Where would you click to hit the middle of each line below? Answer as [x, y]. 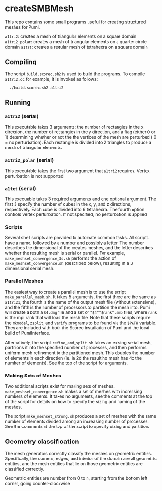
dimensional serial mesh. [30, 269]
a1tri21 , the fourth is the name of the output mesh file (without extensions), [81, 302]
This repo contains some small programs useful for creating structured [75, 22]
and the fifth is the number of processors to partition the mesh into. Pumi [78, 307]
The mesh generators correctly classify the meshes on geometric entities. [79, 453]
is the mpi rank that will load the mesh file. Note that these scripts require [78, 317]
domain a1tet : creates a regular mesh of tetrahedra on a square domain [77, 47]
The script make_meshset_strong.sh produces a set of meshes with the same [81, 416]
